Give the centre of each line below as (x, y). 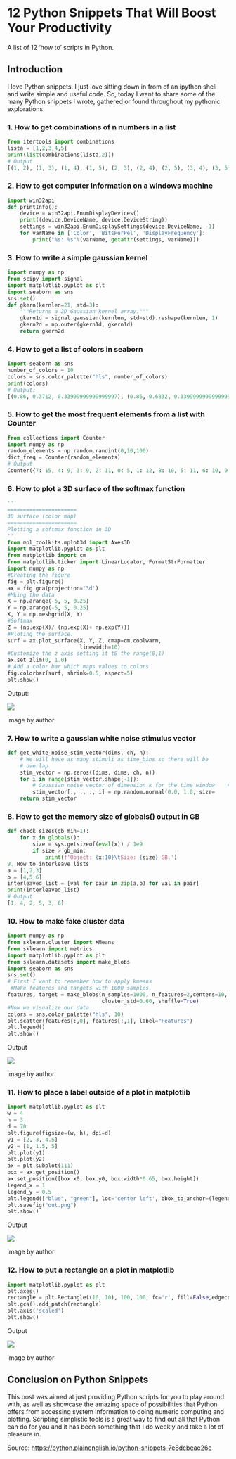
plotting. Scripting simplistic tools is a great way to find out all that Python (113, 1419)
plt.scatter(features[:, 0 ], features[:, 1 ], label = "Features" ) (100, 1021)
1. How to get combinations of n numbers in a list (92, 127)
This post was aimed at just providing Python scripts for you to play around (116, 1396)
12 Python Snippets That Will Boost (112, 13)
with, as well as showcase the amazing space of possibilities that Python (112, 1404)
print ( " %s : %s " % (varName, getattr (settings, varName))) (116, 240)
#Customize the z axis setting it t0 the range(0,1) (86, 654)
